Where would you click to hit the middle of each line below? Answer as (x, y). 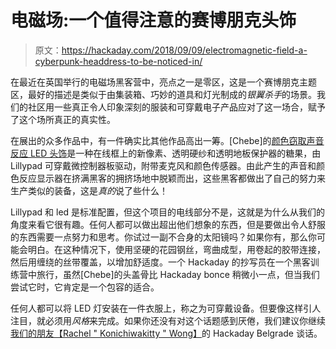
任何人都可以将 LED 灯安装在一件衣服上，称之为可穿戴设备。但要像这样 (157, 308)
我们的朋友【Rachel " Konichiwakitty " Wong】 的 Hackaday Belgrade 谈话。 (166, 333)
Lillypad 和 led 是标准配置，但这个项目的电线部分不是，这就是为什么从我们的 (168, 212)
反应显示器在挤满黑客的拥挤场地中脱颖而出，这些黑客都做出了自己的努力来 (172, 178)
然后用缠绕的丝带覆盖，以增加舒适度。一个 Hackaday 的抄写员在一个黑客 (160, 262)
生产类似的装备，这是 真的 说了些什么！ (89, 190)
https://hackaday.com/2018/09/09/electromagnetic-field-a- (184, 50)
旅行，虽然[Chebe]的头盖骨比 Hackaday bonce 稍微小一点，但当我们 (178, 274)
